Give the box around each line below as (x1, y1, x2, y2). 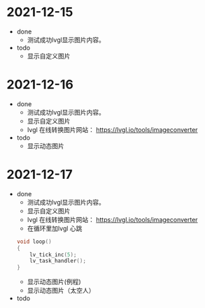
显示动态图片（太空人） (27, 286, 95, 295)
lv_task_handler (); (29, 258, 87, 265)
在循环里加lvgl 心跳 (27, 224, 83, 233)
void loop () (16, 238, 52, 245)
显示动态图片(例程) (27, 277, 81, 286)
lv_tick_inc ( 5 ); (29, 251, 77, 258)
